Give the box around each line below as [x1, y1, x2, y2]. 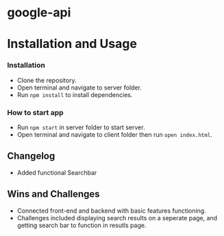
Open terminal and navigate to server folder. [16, 83, 142, 92]
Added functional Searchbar [16, 168, 97, 176]
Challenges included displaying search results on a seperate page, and [16, 213, 218, 222]
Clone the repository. [16, 76, 77, 84]
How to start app [7, 107, 64, 117]
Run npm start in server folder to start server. [16, 123, 145, 131]
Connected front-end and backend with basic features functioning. [16, 207, 207, 215]
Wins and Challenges [7, 188, 101, 200]
